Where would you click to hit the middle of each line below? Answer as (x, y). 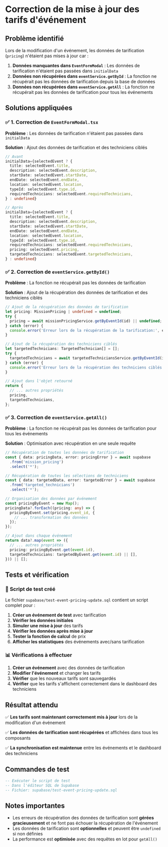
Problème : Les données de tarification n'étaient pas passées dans (74, 133)
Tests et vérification (37, 575)
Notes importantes (35, 806)
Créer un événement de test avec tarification (59, 615)
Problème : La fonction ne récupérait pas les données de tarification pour (81, 428)
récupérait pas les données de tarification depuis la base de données (84, 82)
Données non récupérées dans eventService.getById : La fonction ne (84, 76)
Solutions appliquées (39, 108)
